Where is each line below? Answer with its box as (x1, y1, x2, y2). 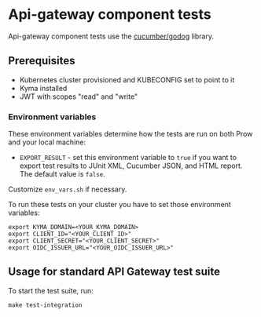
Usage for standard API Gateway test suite (8, 265, 220, 279)
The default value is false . (19, 169, 106, 179)
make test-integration (8, 301, 83, 309)
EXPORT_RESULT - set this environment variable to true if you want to (19, 153, 237, 162)
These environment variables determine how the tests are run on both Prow (8, 129, 253, 139)
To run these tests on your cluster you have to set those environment (8, 200, 232, 210)
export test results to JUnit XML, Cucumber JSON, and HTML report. (19, 161, 243, 170)
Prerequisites (8, 54, 75, 67)
